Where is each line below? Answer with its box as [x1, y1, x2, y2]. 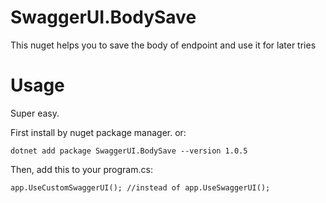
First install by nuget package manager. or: [10, 126, 187, 138]
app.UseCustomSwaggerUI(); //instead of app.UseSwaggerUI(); [10, 182, 271, 193]
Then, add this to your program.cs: [10, 163, 153, 175]
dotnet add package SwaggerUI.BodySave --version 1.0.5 [10, 146, 248, 156]
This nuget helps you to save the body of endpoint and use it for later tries [10, 39, 317, 51]
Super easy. [10, 107, 60, 119]
